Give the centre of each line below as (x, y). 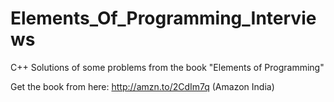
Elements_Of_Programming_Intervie (163, 18)
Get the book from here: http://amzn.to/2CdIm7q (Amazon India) (142, 86)
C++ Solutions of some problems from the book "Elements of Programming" (167, 67)
